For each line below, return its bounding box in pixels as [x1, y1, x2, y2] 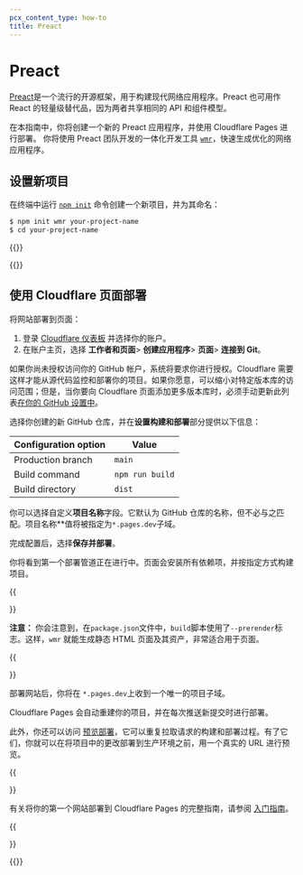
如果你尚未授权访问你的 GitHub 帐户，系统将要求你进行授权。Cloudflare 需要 [9, 363, 294, 374]
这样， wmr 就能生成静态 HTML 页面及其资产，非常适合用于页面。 [24, 633, 264, 644]
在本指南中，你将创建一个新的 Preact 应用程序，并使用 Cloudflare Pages [9, 122, 278, 133]
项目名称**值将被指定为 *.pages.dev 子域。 [24, 518, 180, 529]
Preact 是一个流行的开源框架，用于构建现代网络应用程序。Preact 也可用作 [9, 91, 281, 102]
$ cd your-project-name [9, 226, 99, 235]
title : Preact [9, 22, 63, 31]
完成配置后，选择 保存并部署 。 [9, 537, 120, 548]
